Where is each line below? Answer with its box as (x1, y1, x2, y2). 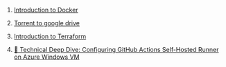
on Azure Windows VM (13, 53, 80, 61)
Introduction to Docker (13, 6, 78, 14)
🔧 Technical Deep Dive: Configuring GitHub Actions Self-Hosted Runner (13, 46, 219, 53)
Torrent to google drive (13, 19, 80, 27)
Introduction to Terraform (13, 32, 87, 40)
